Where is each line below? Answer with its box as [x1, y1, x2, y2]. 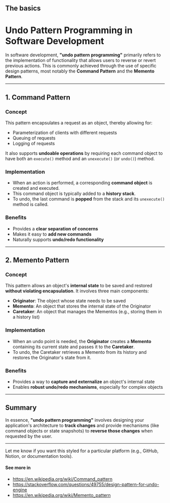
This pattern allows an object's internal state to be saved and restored [5, 283, 153, 289]
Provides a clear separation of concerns [12, 225, 99, 231]
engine [12, 487, 27, 493]
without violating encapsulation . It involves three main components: [5, 288, 149, 294]
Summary [5, 404, 37, 412]
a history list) [12, 314, 40, 320]
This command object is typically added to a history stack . [12, 190, 136, 197]
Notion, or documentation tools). [5, 453, 73, 459]
